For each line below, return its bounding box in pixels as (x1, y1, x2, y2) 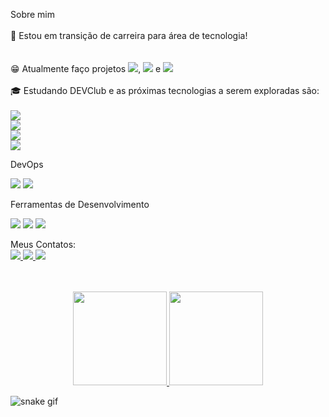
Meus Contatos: (10, 239, 77, 250)
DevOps (10, 159, 44, 170)
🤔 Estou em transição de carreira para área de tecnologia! (10, 30, 248, 41)
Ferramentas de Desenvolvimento (10, 199, 150, 210)
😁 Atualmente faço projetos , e (10, 63, 162, 74)
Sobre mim (10, 9, 56, 20)
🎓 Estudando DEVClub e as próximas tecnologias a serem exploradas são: (10, 85, 320, 96)
